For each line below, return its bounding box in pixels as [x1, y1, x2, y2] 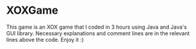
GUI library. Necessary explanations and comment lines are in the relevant [6, 29, 190, 36]
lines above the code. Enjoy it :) [6, 36, 84, 43]
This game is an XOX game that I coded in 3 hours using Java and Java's [6, 23, 188, 30]
